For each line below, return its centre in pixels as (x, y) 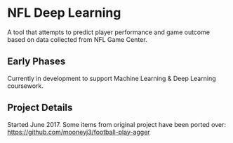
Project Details (40, 108)
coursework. (26, 86)
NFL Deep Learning (64, 13)
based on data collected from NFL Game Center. (77, 39)
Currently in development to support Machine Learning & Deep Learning (112, 78)
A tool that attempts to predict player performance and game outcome (109, 32)
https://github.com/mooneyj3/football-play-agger (79, 132)
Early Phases (36, 62)
